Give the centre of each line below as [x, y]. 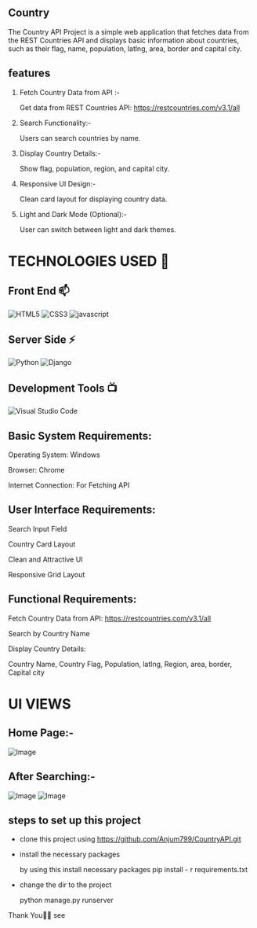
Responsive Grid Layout [47, 574]
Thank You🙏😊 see [37, 915]
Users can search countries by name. [80, 138]
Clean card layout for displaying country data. [93, 199]
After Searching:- [52, 777]
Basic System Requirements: [80, 436]
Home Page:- [41, 733]
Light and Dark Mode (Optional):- [73, 214]
